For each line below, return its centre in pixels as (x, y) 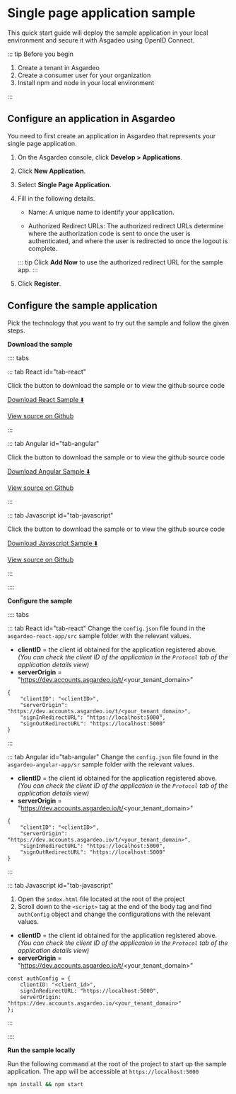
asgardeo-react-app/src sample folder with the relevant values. (99, 635)
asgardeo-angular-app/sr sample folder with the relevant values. (101, 764)
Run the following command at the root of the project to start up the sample (117, 1064)
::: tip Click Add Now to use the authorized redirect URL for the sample (120, 262)
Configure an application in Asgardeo (91, 119)
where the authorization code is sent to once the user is (109, 233)
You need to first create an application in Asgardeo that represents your (112, 135)
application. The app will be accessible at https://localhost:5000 (103, 1071)
